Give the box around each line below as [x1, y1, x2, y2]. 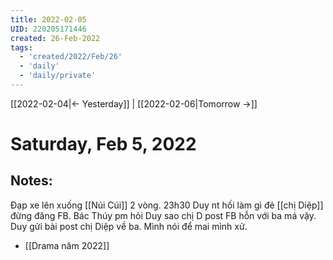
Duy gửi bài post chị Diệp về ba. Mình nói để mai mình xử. [10, 220, 248, 232]
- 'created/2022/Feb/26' [19, 52, 123, 62]
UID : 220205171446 [10, 24, 87, 34]
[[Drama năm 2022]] [24, 239, 110, 251]
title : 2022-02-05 [10, 14, 87, 25]
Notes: [10, 172, 53, 190]
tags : [10, 42, 33, 53]
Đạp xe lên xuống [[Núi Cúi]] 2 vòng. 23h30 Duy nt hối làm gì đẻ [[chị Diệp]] [10, 199, 324, 211]
